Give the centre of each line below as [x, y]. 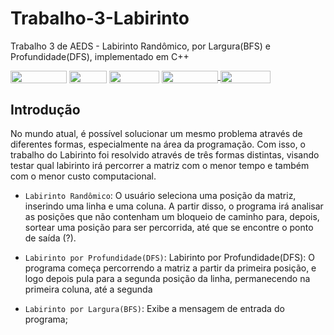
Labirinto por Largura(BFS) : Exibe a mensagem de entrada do [154, 308]
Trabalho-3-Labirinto [100, 18]
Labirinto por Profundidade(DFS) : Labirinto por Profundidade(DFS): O [169, 257]
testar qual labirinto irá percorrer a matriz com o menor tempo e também [160, 165]
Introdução [45, 109]
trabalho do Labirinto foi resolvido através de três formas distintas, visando [165, 154]
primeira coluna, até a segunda [88, 289]
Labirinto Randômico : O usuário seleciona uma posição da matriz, [160, 195]
